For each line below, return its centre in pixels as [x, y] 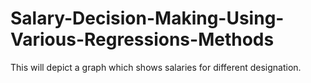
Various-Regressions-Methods [142, 39]
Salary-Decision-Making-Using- [147, 18]
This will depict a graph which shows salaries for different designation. [156, 67]
